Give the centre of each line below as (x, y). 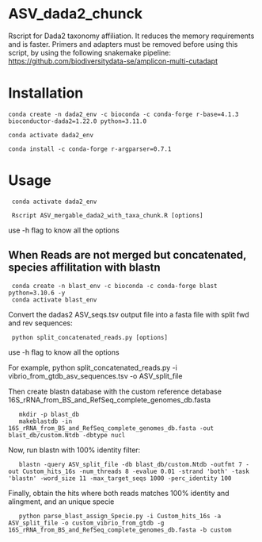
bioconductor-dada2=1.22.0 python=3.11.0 (78, 121)
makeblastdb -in (46, 421)
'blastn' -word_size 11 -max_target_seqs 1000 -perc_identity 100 (120, 478)
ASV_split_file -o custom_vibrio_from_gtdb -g (86, 523)
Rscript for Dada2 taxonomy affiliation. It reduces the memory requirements (131, 36)
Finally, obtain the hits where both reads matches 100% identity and (119, 493)
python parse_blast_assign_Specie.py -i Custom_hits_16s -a (120, 516)
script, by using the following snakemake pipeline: (90, 52)
